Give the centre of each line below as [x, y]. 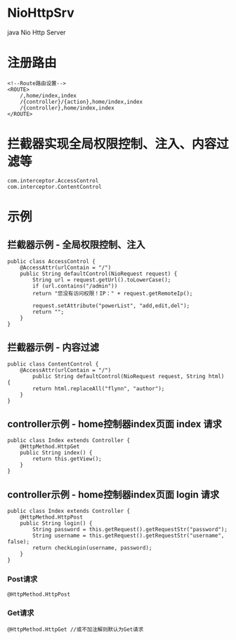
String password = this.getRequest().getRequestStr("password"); [130, 530]
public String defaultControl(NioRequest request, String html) [129, 376]
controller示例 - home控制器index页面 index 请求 [115, 424]
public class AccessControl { [52, 261]
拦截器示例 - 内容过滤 [53, 348]
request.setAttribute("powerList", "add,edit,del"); [111, 306]
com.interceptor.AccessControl [53, 180]
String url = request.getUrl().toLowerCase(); [102, 280]
